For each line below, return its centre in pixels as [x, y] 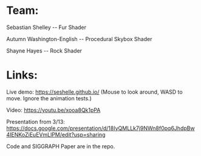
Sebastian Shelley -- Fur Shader [46, 27]
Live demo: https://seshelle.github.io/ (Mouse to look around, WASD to [95, 92]
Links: [22, 75]
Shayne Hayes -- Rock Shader [44, 50]
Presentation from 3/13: [36, 122]
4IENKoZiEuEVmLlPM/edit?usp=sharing [56, 134]
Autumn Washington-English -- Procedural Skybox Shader [79, 39]
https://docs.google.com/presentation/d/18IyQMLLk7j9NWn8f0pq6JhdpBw [101, 128]
